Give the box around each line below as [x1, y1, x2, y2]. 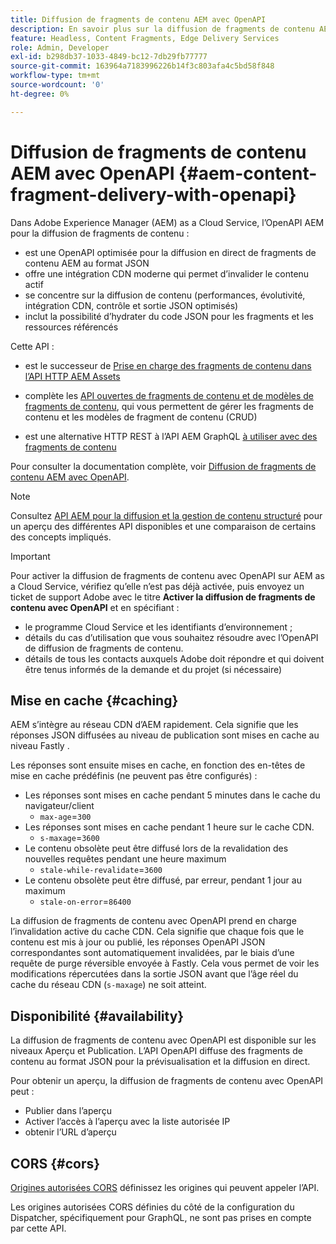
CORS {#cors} [10, 1155, 101, 1172]
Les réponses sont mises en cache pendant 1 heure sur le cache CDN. [24, 821, 315, 833]
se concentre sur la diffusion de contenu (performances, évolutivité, [24, 289, 306, 301]
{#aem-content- [178, 162, 318, 185]
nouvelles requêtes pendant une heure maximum [24, 853, 227, 865]
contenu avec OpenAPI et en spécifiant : [10, 601, 180, 613]
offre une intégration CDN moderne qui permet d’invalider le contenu [24, 267, 310, 280]
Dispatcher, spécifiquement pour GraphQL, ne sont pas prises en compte [10, 1212, 312, 1223]
